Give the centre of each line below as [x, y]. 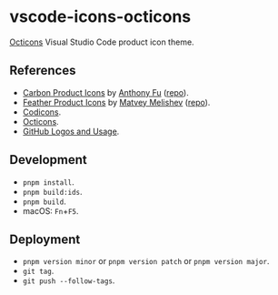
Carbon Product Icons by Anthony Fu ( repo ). [105, 92]
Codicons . [42, 112]
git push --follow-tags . [69, 280]
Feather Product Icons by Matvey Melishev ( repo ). [116, 102]
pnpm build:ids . [53, 191]
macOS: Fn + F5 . [50, 210]
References [43, 71]
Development [49, 160]
